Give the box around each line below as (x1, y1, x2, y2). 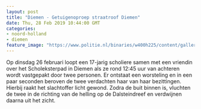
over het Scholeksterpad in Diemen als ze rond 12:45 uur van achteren (6, 65, 180, 72)
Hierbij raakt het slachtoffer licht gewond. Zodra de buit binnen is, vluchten (6, 84, 191, 91)
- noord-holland (6, 31, 47, 37)
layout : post (6, 8, 39, 15)
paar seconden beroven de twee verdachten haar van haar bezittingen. (6, 77, 181, 84)
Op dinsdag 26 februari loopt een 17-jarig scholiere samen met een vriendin (6, 58, 193, 66)
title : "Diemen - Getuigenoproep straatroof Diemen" (6, 14, 141, 20)
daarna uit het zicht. (6, 96, 56, 104)
